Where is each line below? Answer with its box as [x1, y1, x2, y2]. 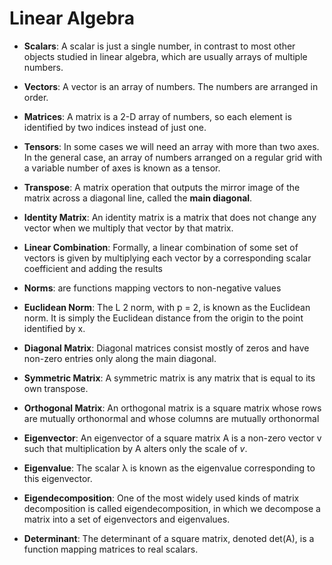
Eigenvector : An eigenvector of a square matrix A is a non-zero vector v [23, 432, 322, 444]
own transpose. [23, 382, 89, 394]
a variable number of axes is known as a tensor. [23, 162, 221, 174]
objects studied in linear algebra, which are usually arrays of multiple [23, 50, 308, 62]
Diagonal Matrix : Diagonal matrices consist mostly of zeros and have [23, 342, 310, 354]
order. [23, 91, 49, 103]
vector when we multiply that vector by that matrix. [23, 222, 234, 234]
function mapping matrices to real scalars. [23, 543, 199, 555]
